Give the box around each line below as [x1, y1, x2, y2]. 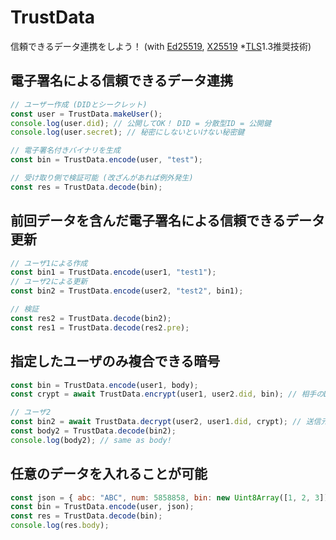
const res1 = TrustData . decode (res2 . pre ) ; [10, 322, 190, 333]
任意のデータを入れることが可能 [10, 466, 208, 483]
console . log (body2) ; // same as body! [10, 435, 172, 445]
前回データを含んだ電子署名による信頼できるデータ [10, 212, 325, 230]
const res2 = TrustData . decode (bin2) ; [10, 313, 172, 323]
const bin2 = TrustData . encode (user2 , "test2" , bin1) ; [10, 286, 244, 296]
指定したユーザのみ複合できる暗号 [10, 353, 221, 370]
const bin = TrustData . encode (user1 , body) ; [10, 380, 199, 390]
